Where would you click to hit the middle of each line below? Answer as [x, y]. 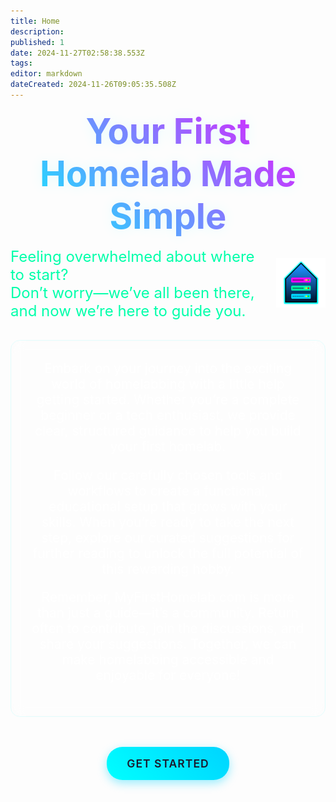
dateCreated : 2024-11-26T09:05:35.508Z [93, 85]
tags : [21, 63]
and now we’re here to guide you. [128, 310]
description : [37, 31]
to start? [39, 274]
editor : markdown [46, 74]
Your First [168, 131]
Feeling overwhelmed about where [132, 256]
